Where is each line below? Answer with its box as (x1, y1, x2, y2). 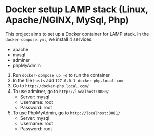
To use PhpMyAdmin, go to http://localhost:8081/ (12, 110, 121, 116)
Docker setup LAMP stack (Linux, (5, 4, 148, 15)
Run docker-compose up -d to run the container (12, 72, 110, 78)
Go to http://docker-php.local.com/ (12, 82, 89, 89)
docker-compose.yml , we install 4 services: (5, 36, 93, 42)
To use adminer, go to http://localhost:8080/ (12, 88, 109, 94)
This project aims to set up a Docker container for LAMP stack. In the (5, 31, 149, 37)
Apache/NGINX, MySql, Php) (5, 14, 129, 26)
